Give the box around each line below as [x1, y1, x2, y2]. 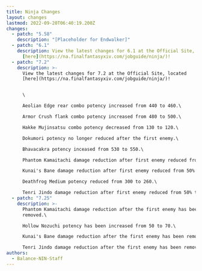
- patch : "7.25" [11, 195, 52, 201]
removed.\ [22, 212, 47, 218]
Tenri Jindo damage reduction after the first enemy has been [22, 245, 182, 251]
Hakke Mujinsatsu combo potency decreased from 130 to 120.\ [22, 124, 179, 130]
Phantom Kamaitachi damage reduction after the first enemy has [22, 206, 187, 212]
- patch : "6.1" [11, 43, 50, 49]
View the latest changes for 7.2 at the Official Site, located [22, 70, 187, 76]
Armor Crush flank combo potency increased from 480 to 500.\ [22, 114, 182, 120]
